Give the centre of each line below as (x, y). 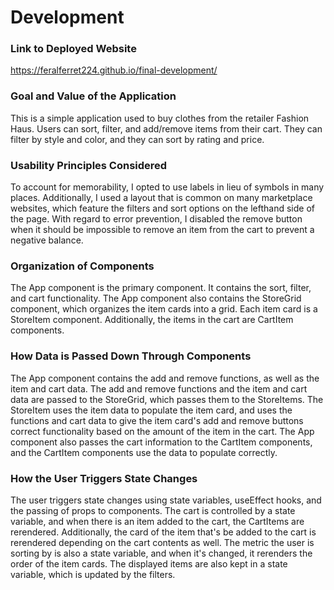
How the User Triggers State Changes (104, 478)
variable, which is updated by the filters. (93, 574)
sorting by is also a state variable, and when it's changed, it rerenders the (161, 553)
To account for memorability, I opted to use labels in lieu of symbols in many (167, 187)
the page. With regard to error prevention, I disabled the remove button (156, 219)
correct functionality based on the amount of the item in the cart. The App (162, 431)
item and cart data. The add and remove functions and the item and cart (159, 388)
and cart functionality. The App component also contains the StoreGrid (156, 298)
